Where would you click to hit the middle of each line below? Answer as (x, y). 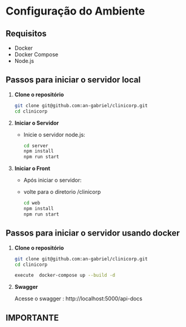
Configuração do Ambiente (75, 11)
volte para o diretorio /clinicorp (62, 192)
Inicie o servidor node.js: (54, 134)
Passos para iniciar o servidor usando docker (93, 233)
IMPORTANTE (32, 318)
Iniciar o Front (32, 168)
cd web (32, 203)
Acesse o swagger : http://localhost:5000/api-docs (78, 299)
